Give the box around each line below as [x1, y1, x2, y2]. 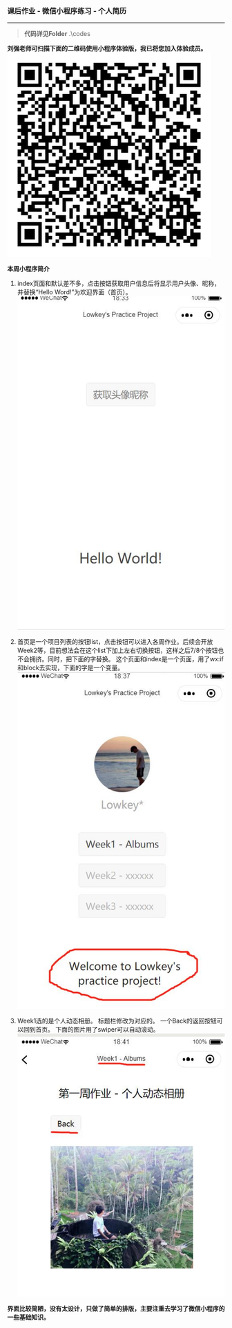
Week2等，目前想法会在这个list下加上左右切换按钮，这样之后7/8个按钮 [17, 646, 218, 655]
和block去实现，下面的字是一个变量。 [17, 663, 124, 672]
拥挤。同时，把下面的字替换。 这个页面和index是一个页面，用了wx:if [29, 655, 224, 663]
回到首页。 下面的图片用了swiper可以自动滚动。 [23, 1025, 159, 1033]
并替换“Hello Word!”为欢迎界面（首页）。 [17, 288, 132, 296]
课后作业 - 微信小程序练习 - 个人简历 [7, 6, 127, 15]
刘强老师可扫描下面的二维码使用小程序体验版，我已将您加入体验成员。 [7, 44, 207, 53]
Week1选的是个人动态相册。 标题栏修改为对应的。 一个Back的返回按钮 [17, 1016, 217, 1025]
